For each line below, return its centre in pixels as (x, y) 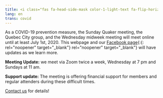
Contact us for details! (27, 91)
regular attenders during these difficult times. (50, 82)
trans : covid (18, 18)
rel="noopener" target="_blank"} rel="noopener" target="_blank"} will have (81, 48)
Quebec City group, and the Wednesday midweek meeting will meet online (80, 37)
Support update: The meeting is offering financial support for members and (81, 77)
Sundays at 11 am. (23, 67)
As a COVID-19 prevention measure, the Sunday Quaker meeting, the (74, 32)
